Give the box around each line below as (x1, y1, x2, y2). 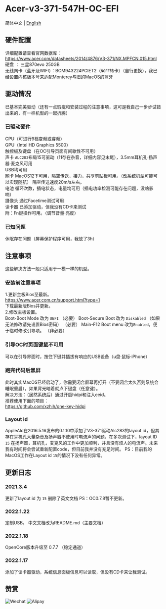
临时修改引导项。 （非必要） (9, 328, 67, 334)
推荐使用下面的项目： (5, 398, 48, 404)
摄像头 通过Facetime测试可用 (5, 198, 64, 203)
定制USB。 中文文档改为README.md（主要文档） (5, 520, 106, 526)
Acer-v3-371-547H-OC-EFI (5, 3, 119, 14)
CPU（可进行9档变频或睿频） (5, 136, 65, 142)
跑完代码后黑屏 (5, 367, 41, 374)
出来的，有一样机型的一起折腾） (5, 110, 70, 116)
